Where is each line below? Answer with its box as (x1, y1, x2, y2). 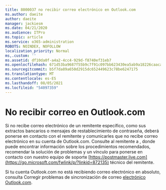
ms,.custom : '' (5, 53, 37, 58)
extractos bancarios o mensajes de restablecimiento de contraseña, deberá (5, 128, 159, 134)
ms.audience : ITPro (5, 30, 45, 35)
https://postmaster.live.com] (89, 154, 147, 160)
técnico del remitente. (110, 159, 155, 165)
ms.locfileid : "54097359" (5, 85, 58, 90)
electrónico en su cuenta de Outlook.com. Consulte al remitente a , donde (5, 139, 156, 145)
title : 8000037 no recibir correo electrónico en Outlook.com (5, 7, 136, 12)
